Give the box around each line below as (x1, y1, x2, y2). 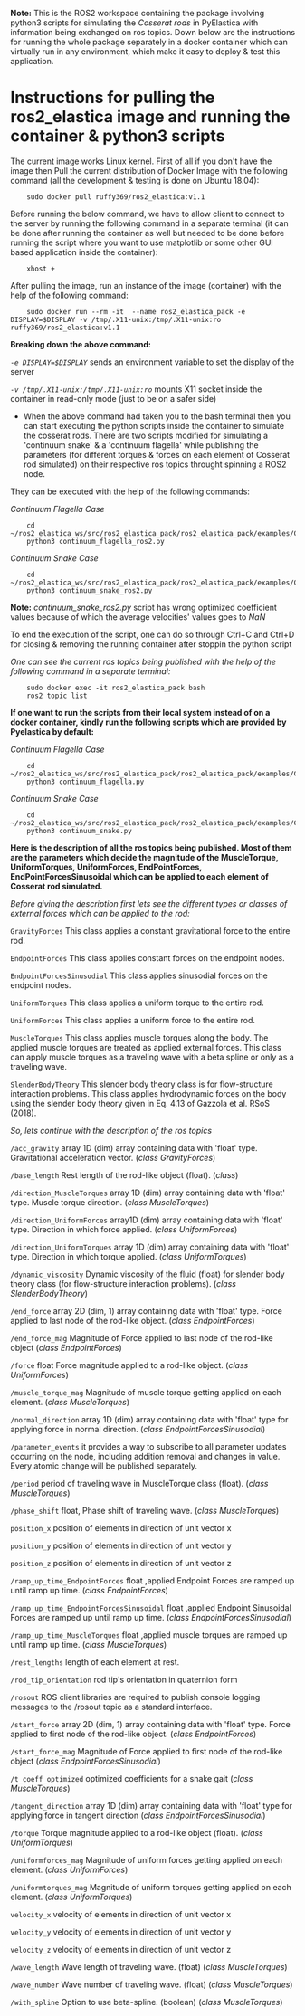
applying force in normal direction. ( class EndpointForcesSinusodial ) (10, 1423, 266, 1434)
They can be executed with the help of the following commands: (10, 486, 250, 497)
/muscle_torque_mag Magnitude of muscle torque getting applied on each (10, 1386, 281, 1397)
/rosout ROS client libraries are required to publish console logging (10, 1691, 261, 1702)
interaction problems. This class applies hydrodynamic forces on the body (10, 1088, 287, 1098)
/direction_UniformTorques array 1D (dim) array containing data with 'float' (10, 1241, 290, 1252)
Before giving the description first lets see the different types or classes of (10, 898, 288, 908)
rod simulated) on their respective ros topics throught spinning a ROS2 (23, 459, 287, 470)
